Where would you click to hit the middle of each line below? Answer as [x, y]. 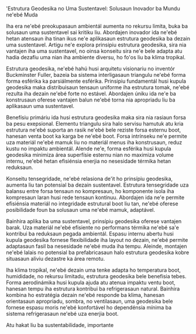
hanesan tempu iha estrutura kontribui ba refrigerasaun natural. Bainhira [93, 289]
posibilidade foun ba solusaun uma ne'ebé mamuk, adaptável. [81, 210]
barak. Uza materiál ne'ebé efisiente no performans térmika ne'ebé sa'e [93, 227]
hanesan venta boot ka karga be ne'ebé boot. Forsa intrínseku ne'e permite [97, 136]
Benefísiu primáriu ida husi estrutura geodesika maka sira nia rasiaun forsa [96, 117]
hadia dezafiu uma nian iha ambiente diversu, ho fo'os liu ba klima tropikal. [96, 57]
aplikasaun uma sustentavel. [40, 106]
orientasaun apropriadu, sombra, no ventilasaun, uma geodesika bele [90, 301]
